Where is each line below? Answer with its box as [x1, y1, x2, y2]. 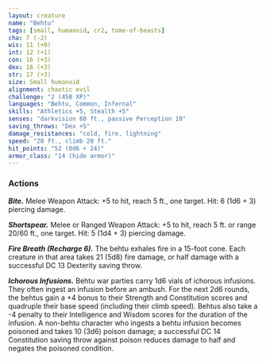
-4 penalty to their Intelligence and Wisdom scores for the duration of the [8, 309, 248, 319]
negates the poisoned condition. [8, 343, 114, 353]
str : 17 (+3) [8, 71, 52, 79]
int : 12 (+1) [8, 48, 52, 56]
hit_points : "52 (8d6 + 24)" [8, 144, 105, 152]
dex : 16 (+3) [8, 63, 52, 71]
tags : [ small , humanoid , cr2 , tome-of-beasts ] [8, 26, 165, 34]
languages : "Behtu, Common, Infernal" [8, 100, 137, 108]
